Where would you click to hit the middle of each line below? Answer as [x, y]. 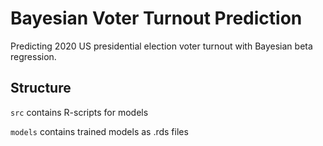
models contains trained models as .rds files [99, 131]
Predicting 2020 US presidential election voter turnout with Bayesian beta [161, 46]
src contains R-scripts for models [79, 112]
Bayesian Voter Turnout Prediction [156, 18]
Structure [41, 88]
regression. [33, 56]
